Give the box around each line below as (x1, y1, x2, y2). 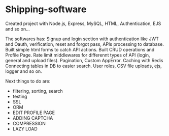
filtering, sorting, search (12, 88, 63, 94)
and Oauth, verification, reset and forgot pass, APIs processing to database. (5, 41, 164, 47)
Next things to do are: (5, 78, 51, 84)
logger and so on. (5, 68, 42, 74)
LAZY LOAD (12, 126, 38, 132)
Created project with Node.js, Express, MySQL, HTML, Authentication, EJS (5, 20, 161, 26)
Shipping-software (5, 4, 87, 15)
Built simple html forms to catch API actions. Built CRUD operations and (5, 46, 155, 52)
